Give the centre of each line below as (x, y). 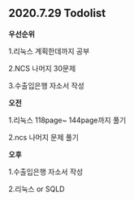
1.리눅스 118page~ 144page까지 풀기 (67, 120)
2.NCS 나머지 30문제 (42, 68)
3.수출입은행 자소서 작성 (47, 85)
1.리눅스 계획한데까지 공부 (49, 51)
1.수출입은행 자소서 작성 (46, 171)
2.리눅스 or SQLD (37, 189)
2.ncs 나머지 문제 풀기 (44, 137)
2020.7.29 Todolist (57, 13)
